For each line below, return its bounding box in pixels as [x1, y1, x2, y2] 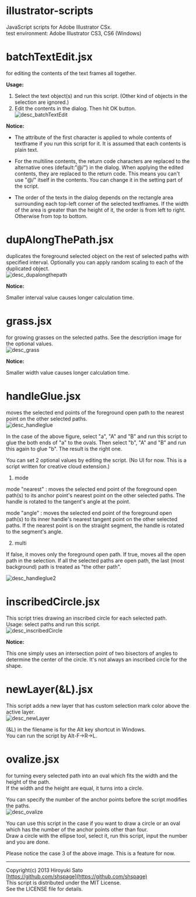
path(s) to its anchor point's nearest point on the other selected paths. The [6, 491, 185, 499]
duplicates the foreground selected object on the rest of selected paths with [6, 252, 189, 259]
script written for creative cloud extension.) [6, 463, 110, 470]
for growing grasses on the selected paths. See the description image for [6, 334, 182, 341]
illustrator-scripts [6, 4, 93, 18]
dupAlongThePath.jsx [6, 233, 114, 247]
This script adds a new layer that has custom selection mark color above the [6, 702, 190, 709]
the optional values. [6, 340, 54, 347]
